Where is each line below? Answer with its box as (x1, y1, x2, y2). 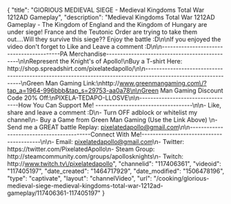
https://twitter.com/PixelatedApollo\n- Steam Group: (7, 145, 155, 153)
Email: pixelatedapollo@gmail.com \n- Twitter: (55, 138, 185, 145)
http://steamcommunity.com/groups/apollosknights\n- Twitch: (7, 152, 184, 161)
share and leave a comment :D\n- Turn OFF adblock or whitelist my (7, 108, 198, 116)
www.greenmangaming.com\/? (119, 79, 207, 87)
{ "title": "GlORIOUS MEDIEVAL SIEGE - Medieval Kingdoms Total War (7, 6, 205, 14)
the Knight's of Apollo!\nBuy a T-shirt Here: (59, 57, 183, 65)
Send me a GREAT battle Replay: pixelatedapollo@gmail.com (7, 123, 179, 131)
